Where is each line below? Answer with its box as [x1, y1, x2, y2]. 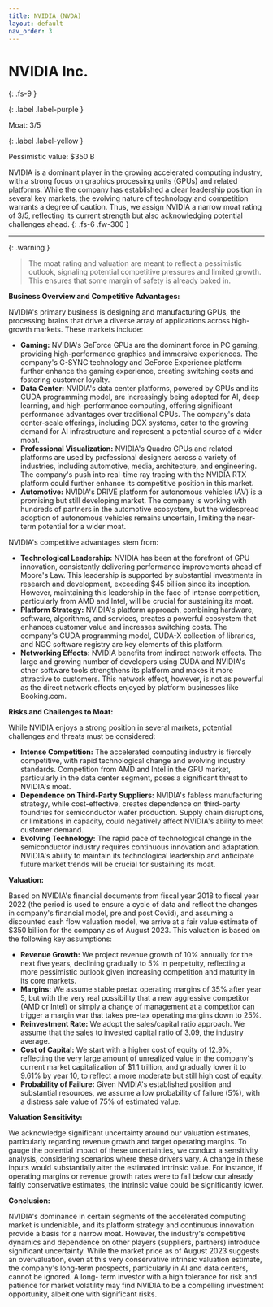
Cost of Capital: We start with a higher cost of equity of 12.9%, [19, 1045, 232, 1055]
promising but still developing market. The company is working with [19, 496, 247, 506]
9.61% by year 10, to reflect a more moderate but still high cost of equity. [19, 1070, 264, 1081]
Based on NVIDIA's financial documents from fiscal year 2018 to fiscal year [8, 891, 259, 901]
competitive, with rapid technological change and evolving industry [19, 756, 245, 766]
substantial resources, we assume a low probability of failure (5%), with [19, 1088, 260, 1098]
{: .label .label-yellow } [8, 136, 84, 146]
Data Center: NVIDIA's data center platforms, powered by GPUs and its [19, 384, 259, 393]
